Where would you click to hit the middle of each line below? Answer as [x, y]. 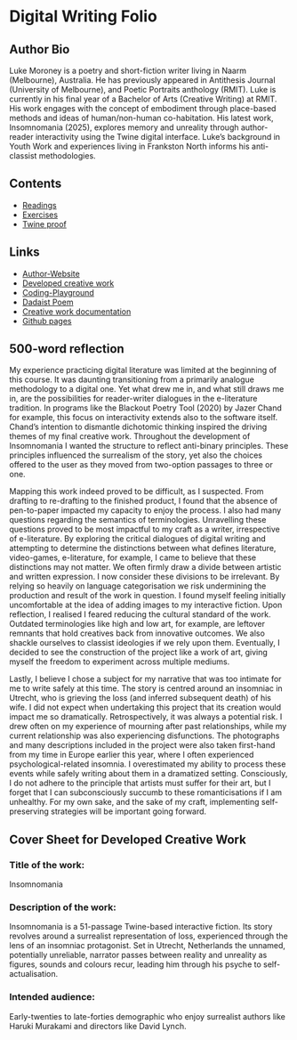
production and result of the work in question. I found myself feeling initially [148, 596]
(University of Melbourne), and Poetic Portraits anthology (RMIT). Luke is [143, 89]
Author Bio [40, 49]
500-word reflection [67, 349]
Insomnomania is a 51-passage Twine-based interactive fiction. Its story [141, 927]
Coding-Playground [58, 292]
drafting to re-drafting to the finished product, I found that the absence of [144, 501]
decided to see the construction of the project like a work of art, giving [139, 653]
